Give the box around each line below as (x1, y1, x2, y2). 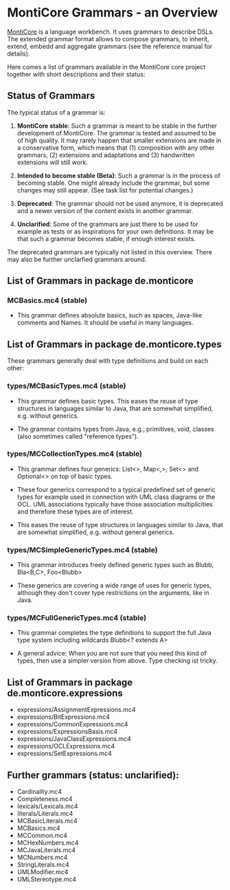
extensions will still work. (16, 158, 88, 166)
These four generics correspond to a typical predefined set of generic (16, 485, 216, 493)
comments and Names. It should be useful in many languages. (16, 318, 194, 327)
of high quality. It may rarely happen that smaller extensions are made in (16, 136, 222, 144)
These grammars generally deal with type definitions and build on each (7, 357, 209, 365)
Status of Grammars (7, 90, 95, 102)
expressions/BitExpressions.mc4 (16, 713, 110, 721)
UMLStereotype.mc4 (16, 875, 77, 884)
